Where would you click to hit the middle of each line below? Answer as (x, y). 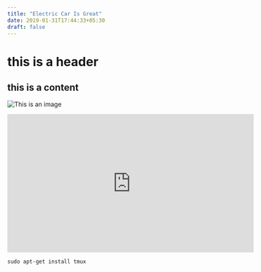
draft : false (26, 27)
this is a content (43, 88)
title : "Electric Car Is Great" (55, 14)
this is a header (53, 61)
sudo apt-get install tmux (47, 262)
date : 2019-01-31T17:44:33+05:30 (56, 20)
